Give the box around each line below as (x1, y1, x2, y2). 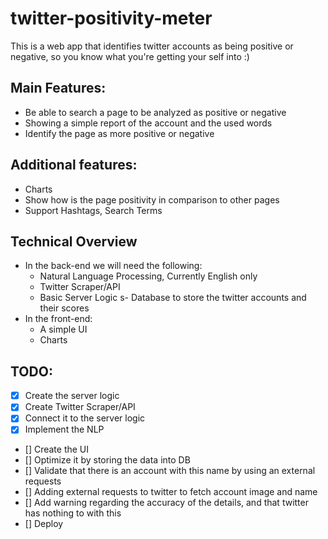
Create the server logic (24, 390, 120, 402)
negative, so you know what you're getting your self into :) (10, 50, 250, 62)
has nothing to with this (24, 507, 122, 519)
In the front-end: (24, 313, 93, 325)
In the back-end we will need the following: (24, 260, 203, 272)
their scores (39, 302, 90, 314)
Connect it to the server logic (24, 412, 146, 424)
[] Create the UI (24, 443, 90, 456)
